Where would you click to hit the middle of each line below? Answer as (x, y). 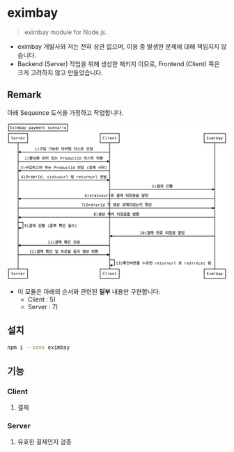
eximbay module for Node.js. (66, 32)
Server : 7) (43, 306)
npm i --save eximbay (39, 348)
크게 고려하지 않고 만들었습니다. (60, 72)
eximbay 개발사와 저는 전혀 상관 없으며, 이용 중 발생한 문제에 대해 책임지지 (118, 46)
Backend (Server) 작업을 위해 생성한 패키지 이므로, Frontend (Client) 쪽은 (118, 63)
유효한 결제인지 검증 (44, 442)
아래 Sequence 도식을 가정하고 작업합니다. (65, 112)
